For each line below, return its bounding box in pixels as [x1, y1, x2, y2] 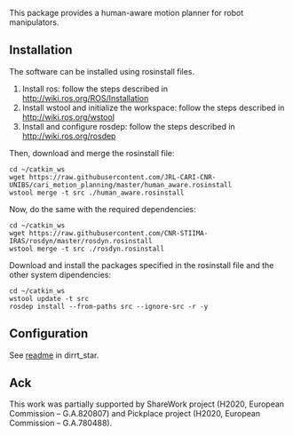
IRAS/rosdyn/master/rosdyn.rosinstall [9, 236, 153, 245]
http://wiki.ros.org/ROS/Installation [21, 92, 149, 103]
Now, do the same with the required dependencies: [9, 203, 197, 214]
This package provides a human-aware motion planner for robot [9, 8, 244, 18]
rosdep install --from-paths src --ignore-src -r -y [9, 302, 209, 311]
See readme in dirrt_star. [9, 350, 99, 361]
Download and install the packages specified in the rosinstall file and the [9, 259, 274, 270]
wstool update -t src [9, 294, 90, 303]
